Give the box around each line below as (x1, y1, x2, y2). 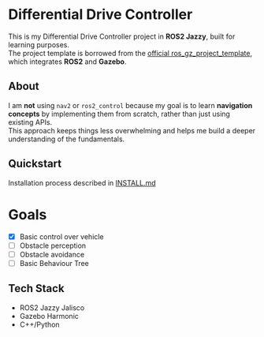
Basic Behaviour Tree (19, 258, 89, 268)
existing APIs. (8, 117, 53, 127)
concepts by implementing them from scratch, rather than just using (8, 109, 231, 118)
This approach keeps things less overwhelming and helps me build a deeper (8, 125, 256, 135)
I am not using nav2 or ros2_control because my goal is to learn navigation (8, 100, 253, 110)
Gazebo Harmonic (19, 311, 79, 320)
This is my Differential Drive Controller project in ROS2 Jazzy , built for (8, 32, 236, 41)
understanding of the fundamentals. (8, 134, 125, 144)
